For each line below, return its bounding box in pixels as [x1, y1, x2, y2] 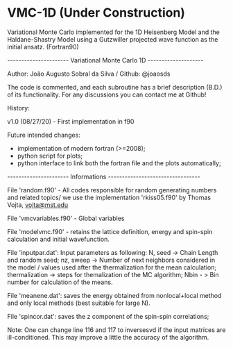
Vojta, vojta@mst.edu [7, 200, 68, 209]
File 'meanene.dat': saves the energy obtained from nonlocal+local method [7, 291, 222, 299]
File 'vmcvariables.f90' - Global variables [7, 214, 125, 222]
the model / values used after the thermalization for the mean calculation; [7, 263, 217, 272]
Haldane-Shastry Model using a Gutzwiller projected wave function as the [7, 35, 218, 43]
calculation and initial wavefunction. [7, 235, 110, 243]
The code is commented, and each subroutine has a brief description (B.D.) [7, 83, 223, 91]
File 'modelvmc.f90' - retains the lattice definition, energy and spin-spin [7, 227, 213, 235]
